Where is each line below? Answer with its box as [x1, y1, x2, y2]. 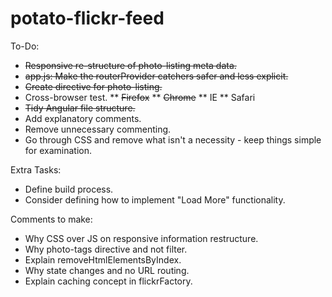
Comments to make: [10, 213, 93, 225]
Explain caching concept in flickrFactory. [24, 275, 193, 287]
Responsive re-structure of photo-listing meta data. [24, 59, 237, 71]
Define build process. [24, 183, 114, 195]
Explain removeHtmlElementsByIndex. [24, 253, 182, 266]
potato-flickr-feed [10, 7, 165, 30]
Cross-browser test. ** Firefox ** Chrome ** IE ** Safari [24, 91, 256, 103]
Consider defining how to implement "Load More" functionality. [24, 193, 286, 206]
